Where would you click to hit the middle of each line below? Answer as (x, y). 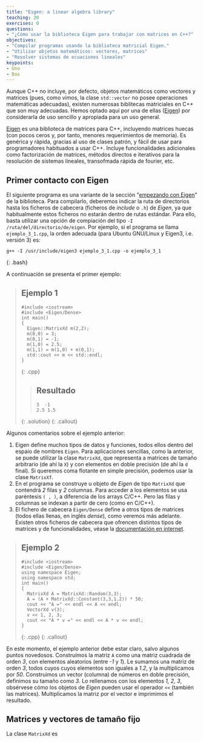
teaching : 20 (23, 18)
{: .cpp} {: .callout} (44, 637)
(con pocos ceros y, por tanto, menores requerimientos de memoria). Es (96, 135)
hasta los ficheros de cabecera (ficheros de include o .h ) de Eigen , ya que (99, 208)
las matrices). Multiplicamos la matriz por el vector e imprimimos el (90, 693)
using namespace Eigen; (51, 572)
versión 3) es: (23, 240)
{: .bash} (17, 262)
